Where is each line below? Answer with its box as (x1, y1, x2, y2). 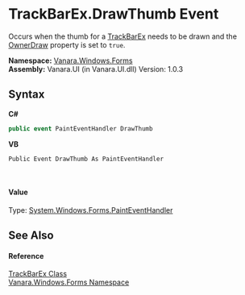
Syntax (8, 88, 45, 102)
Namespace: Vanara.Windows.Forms (8, 56, 133, 65)
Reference (8, 251, 44, 260)
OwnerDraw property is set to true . (8, 39, 126, 49)
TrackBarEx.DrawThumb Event (8, 5, 219, 23)
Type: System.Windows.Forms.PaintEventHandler (8, 205, 173, 214)
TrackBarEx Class (8, 269, 67, 279)
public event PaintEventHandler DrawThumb (8, 124, 153, 133)
